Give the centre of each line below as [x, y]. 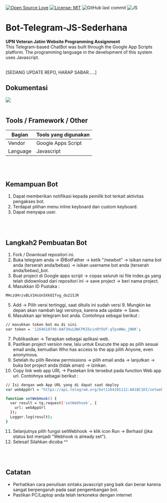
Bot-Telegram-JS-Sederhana [67, 28]
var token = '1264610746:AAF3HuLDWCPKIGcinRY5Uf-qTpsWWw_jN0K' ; [73, 329]
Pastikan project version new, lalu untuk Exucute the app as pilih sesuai [85, 344]
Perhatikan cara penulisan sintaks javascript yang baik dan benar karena [87, 484]
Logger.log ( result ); [31, 417]
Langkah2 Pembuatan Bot [46, 243]
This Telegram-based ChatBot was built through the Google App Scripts [79, 47]
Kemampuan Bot [32, 184]
